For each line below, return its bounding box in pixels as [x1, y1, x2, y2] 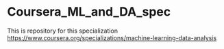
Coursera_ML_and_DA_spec [7, 4, 171, 20]
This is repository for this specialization [7, 27, 119, 35]
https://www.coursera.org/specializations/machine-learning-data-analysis [7, 33, 217, 42]
